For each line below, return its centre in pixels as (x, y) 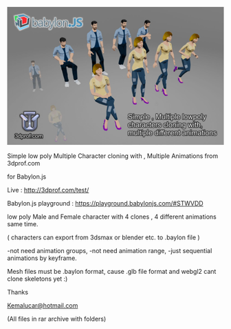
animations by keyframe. (42, 258)
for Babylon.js (27, 177)
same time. (23, 224)
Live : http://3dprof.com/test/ (48, 190)
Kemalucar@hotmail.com (43, 306)
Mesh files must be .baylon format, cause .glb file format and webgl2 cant (112, 272)
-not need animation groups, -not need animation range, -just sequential (110, 251)
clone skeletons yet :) (37, 279)
